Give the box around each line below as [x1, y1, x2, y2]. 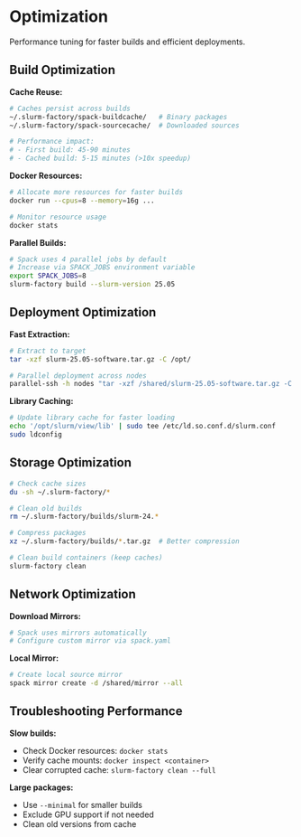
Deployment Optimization [9, 305, 157, 320]
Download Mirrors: [9, 610, 81, 621]
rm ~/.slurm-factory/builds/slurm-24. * [9, 513, 160, 522]
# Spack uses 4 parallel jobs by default [9, 255, 168, 264]
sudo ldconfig [9, 430, 63, 439]
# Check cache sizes [9, 479, 87, 488]
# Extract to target [9, 346, 87, 355]
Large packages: [9, 782, 74, 793]
